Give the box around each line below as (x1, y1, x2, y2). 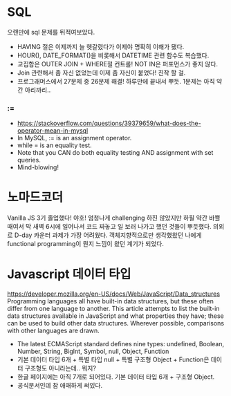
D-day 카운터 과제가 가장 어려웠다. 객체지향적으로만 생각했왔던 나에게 (14, 231, 202, 239)
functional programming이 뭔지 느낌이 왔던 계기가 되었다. (7, 240, 165, 248)
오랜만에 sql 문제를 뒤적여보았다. (7, 28, 95, 36)
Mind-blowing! (17, 163, 59, 171)
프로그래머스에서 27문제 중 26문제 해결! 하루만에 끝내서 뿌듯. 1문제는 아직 (17, 77, 216, 85)
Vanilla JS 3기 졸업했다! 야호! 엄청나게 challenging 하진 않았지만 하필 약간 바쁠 (7, 214, 221, 222)
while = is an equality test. (17, 141, 92, 149)
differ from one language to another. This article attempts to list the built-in (7, 305, 220, 313)
